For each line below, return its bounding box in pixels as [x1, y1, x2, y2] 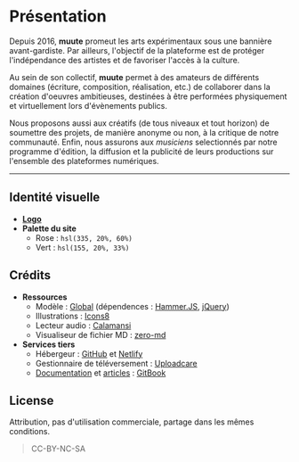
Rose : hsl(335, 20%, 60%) [35, 232, 133, 243]
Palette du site [21, 223, 77, 234]
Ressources [21, 292, 68, 302]
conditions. [9, 426, 51, 437]
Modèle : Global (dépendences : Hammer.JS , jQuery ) [35, 301, 230, 311]
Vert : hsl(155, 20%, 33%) [35, 242, 130, 252]
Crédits [9, 268, 52, 283]
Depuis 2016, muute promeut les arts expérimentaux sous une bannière [9, 36, 272, 46]
